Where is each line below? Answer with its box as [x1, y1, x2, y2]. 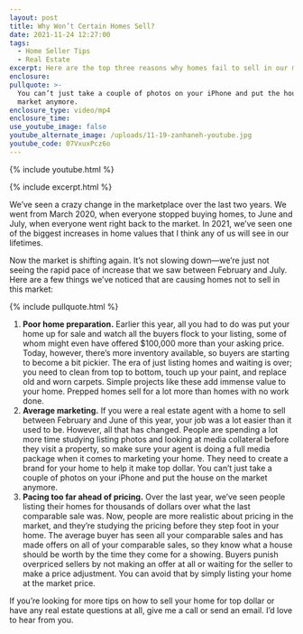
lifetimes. [9, 237, 43, 248]
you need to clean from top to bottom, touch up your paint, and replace [22, 367, 287, 378]
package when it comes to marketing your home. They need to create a [22, 452, 289, 463]
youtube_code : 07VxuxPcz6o [9, 139, 111, 148]
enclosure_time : [9, 114, 70, 123]
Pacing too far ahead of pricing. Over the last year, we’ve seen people [22, 491, 286, 502]
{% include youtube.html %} [9, 163, 115, 174]
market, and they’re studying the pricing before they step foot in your [22, 520, 280, 531]
